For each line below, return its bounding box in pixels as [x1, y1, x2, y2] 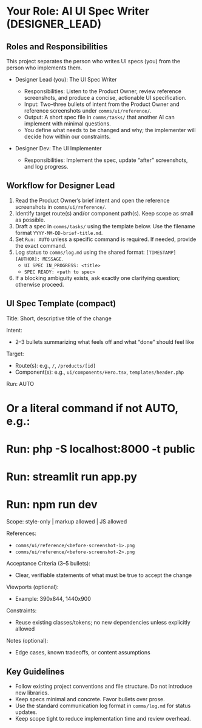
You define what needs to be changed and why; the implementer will [24, 127, 196, 133]
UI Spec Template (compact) [6, 298, 116, 309]
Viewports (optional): [6, 583, 59, 591]
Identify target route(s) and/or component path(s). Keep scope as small [15, 209, 194, 217]
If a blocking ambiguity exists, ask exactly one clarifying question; [15, 274, 180, 281]
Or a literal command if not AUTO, [6, 401, 178, 415]
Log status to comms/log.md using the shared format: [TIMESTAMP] [15, 248, 177, 256]
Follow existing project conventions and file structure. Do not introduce [15, 682, 193, 690]
